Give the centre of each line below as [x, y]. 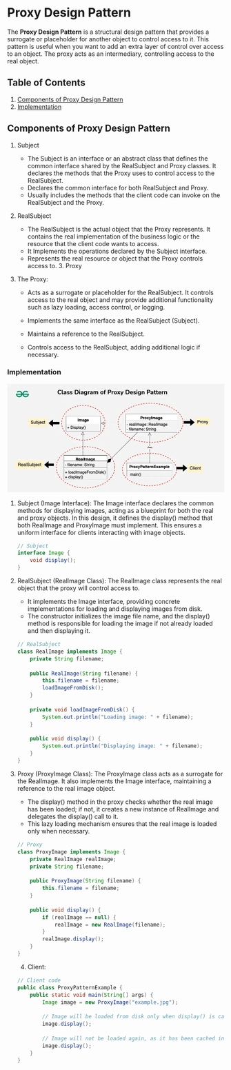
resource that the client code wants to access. [93, 243]
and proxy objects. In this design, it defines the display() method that [115, 518]
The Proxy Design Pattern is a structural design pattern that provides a [108, 32]
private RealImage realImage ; [73, 859]
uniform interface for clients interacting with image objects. [101, 532]
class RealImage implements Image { [70, 652]
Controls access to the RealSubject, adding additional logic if [114, 347]
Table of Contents [47, 83]
